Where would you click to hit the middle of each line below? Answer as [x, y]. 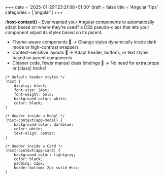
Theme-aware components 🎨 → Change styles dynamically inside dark [84, 42]
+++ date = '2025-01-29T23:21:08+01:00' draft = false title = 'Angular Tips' [82, 7]
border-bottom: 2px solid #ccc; [47, 168]
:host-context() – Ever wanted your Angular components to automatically [80, 22]
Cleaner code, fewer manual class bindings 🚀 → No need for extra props [85, 63]
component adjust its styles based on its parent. [54, 32]
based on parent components [42, 58]
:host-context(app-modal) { [34, 120]
